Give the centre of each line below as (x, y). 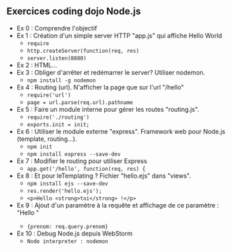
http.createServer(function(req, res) (83, 51)
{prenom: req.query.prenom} (67, 226)
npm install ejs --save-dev (67, 183)
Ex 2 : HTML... (37, 65)
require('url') (49, 95)
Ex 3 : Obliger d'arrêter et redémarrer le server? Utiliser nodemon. (111, 72)
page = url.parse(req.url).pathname (80, 102)
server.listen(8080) (57, 58)
